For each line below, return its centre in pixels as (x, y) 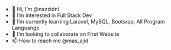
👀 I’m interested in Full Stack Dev (52, 15)
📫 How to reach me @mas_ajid (50, 41)
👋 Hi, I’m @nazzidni (35, 9)
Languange (25, 28)
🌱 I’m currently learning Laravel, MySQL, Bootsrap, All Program (88, 21)
